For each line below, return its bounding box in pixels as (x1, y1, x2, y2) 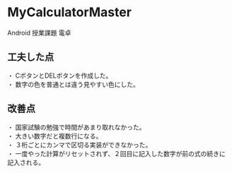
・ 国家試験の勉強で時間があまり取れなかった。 (7, 123, 146, 131)
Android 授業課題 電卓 (7, 28, 71, 37)
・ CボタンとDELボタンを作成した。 (7, 71, 112, 80)
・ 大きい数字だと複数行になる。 (7, 131, 103, 140)
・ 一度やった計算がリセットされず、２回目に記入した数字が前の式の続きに (7, 149, 226, 157)
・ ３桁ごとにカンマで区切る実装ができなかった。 (7, 141, 152, 149)
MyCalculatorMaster (7, 4, 132, 20)
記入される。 (7, 158, 45, 167)
